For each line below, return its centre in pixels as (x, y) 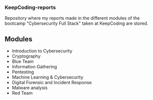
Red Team (22, 93)
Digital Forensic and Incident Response (52, 83)
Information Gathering (35, 67)
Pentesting (23, 72)
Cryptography (26, 56)
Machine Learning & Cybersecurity (47, 77)
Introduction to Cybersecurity (42, 51)
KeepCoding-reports (30, 7)
